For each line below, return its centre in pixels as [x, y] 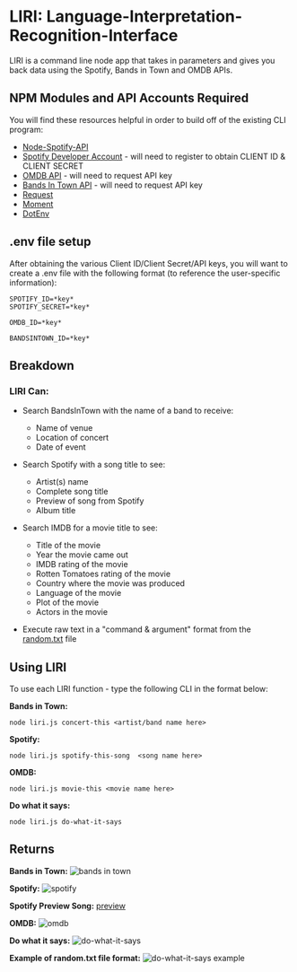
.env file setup [50, 242]
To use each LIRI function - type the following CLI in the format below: [139, 689]
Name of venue [64, 428]
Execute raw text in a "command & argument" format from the [136, 629]
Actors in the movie [72, 612]
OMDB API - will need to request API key [97, 175]
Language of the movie [79, 593]
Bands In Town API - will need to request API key [113, 185]
